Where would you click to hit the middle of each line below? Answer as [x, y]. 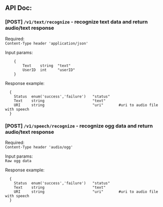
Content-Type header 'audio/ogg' [39, 147]
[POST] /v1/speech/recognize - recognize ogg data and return [79, 125]
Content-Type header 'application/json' [47, 43]
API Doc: [19, 8]
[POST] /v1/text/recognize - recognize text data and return [76, 22]
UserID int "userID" [49, 70]
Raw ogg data [18, 161]
